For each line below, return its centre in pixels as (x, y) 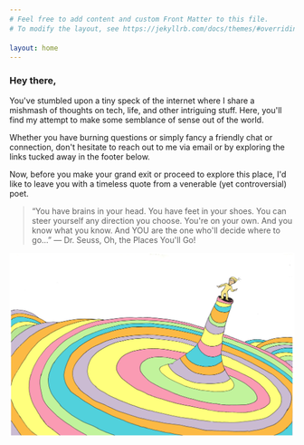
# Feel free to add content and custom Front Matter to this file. (139, 19)
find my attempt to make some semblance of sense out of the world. (137, 120)
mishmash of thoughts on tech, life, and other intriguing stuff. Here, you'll (146, 110)
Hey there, (33, 81)
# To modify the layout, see (64, 29)
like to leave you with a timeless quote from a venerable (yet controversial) (148, 184)
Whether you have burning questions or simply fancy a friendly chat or (141, 137)
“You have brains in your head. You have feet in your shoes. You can (159, 211)
